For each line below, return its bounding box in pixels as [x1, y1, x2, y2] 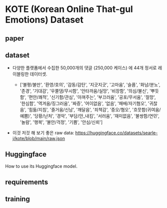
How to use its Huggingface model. [5, 163, 78, 169]
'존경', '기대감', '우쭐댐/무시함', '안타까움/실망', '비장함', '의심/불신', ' [19, 88, 151, 94]
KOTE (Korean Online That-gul [5, 3, 133, 15]
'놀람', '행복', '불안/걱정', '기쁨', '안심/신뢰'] [19, 119, 103, 125]
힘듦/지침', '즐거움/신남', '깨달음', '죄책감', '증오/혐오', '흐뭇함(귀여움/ [28, 106, 161, 113]
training [5, 194, 30, 203]
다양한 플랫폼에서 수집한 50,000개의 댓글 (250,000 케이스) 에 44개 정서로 [12, 65, 157, 71]
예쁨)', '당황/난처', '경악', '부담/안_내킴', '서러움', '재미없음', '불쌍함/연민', [19, 113, 160, 119]
